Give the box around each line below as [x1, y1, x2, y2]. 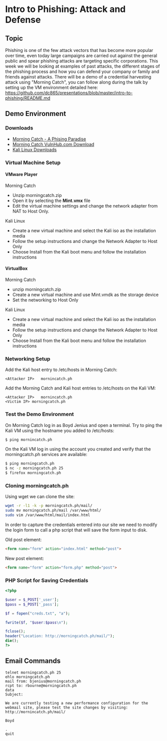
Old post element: [5, 536, 42, 543]
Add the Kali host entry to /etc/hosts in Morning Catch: [5, 366, 118, 373]
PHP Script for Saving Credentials [5, 576, 89, 583]
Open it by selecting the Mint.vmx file [12, 197, 91, 203]
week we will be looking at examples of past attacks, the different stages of [5, 63, 161, 69]
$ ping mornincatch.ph [5, 437, 52, 442]
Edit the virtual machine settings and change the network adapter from [12, 202, 158, 208]
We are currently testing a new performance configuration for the [5, 700, 149, 705]
